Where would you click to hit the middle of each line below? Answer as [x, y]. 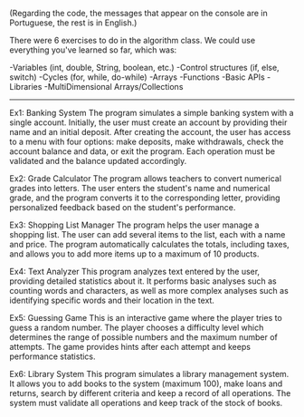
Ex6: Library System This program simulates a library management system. [149, 374]
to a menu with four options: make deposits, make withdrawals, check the [147, 141]
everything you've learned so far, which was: [93, 50]
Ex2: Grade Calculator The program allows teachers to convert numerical [146, 179]
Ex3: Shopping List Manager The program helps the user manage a [134, 225]
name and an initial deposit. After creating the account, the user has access [150, 132]
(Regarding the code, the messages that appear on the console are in [139, 13]
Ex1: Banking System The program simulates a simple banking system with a [152, 113]
